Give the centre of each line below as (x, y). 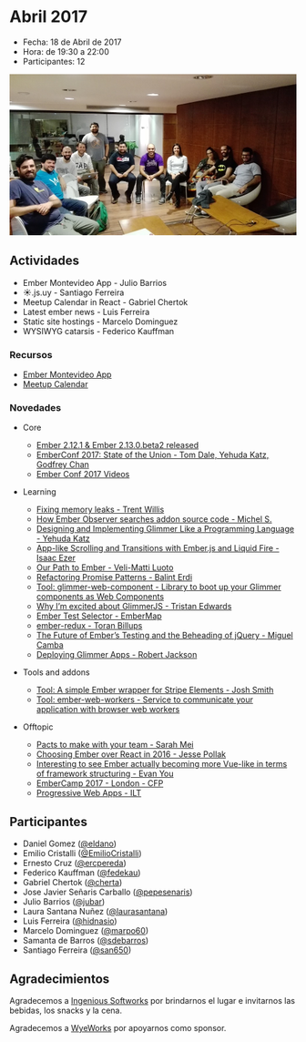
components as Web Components (100, 597)
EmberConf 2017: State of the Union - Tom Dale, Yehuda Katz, (153, 455)
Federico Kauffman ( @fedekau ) (82, 873)
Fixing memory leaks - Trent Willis (100, 510)
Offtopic (38, 727)
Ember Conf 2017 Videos (83, 475)
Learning (39, 492)
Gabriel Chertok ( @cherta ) (72, 883)
